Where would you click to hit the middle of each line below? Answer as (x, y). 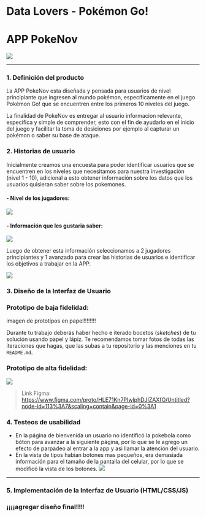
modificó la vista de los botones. (56, 469)
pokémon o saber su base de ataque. (53, 136)
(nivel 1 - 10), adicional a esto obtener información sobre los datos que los (100, 178)
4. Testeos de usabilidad (44, 422)
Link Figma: (36, 393)
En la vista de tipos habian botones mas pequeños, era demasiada (99, 454)
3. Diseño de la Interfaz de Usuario (59, 291)
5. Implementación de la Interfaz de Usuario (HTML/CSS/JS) (97, 490)
